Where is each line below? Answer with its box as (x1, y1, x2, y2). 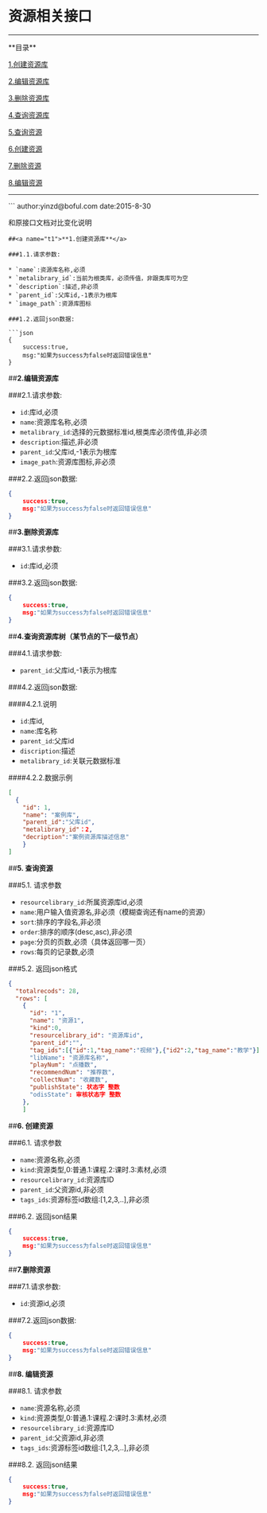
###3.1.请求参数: (8, 544, 62, 554)
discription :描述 (19, 746, 75, 755)
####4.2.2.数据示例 (8, 773, 73, 782)
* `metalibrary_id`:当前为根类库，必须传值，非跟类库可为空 (8, 274, 188, 283)
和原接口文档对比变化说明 (8, 217, 92, 227)
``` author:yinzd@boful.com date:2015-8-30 (8, 201, 152, 211)
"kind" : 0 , (29, 1024, 62, 1032)
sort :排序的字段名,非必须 (19, 917, 102, 926)
